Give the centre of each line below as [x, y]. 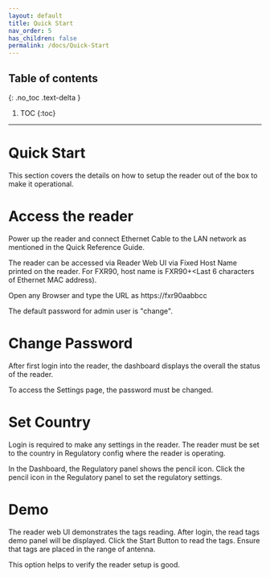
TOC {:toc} [38, 113]
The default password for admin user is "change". [90, 311]
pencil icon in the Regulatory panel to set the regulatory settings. [115, 477]
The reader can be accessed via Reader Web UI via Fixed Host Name [123, 263]
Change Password [71, 343]
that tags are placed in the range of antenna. [82, 549]
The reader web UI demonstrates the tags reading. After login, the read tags [134, 532]
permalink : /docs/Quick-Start [59, 46]
